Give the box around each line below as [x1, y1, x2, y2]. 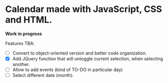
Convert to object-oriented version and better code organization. [12, 50, 147, 56]
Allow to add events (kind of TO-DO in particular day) [12, 66, 123, 73]
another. [12, 61, 30, 67]
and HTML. [5, 14, 52, 25]
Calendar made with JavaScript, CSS [5, 3, 162, 15]
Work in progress [5, 30, 42, 36]
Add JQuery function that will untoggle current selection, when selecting [12, 56, 163, 61]
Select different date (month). [12, 72, 74, 78]
